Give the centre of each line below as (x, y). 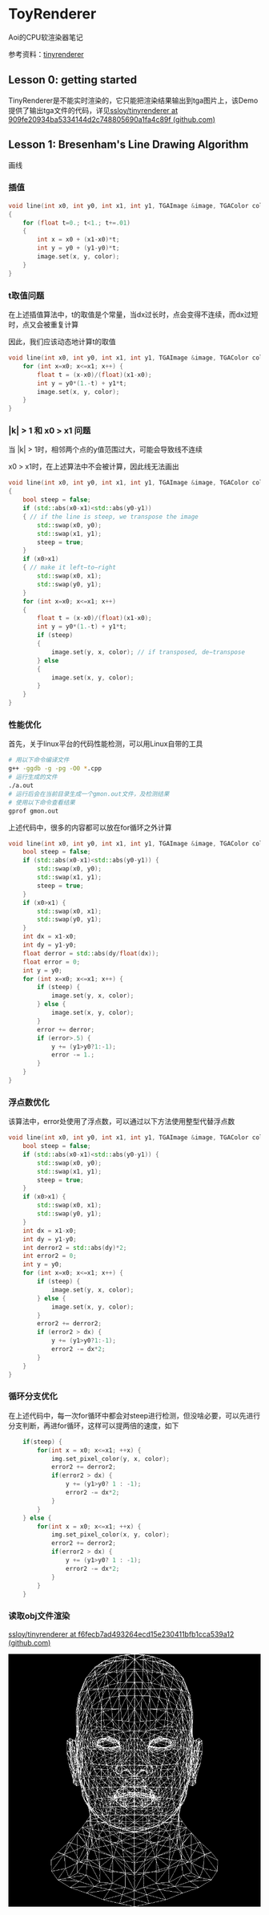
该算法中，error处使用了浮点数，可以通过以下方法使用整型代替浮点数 (122, 1122)
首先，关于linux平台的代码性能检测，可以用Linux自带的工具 (106, 744)
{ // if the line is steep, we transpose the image (110, 517)
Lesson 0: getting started (73, 80)
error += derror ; (66, 1029)
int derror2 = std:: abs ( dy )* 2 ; (75, 1248)
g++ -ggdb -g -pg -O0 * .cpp (55, 769)
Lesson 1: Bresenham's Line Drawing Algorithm (128, 145)
